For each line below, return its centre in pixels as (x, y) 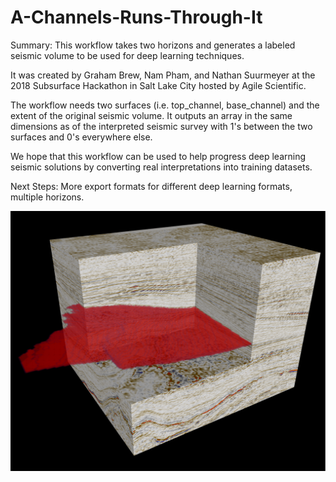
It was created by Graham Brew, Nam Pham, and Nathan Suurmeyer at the (163, 75)
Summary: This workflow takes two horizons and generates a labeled (153, 45)
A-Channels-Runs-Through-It (136, 17)
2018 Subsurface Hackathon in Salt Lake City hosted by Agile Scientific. (158, 85)
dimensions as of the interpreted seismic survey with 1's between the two (161, 126)
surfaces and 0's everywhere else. (81, 137)
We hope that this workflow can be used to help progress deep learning (158, 156)
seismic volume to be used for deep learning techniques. (127, 55)
